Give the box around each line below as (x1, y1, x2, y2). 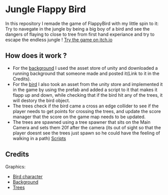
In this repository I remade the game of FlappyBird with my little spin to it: (5, 20, 159, 26)
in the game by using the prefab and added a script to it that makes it (12, 87, 158, 93)
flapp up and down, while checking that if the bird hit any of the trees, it (12, 92, 163, 98)
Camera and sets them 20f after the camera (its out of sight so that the (12, 124, 161, 130)
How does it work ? (5, 51, 67, 60)
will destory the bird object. (12, 97, 70, 103)
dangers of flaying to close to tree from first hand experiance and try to (5, 31, 155, 37)
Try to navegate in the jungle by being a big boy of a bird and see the (5, 25, 150, 32)
